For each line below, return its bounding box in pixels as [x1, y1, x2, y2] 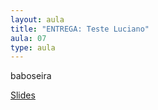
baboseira [10, 70, 52, 82]
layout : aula [10, 14, 65, 25]
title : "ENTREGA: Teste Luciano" [10, 24, 150, 34]
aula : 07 [10, 33, 47, 43]
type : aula [10, 42, 56, 53]
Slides [10, 89, 36, 101]
